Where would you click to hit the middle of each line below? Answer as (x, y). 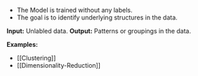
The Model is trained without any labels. (74, 10)
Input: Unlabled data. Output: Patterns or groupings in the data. (99, 31)
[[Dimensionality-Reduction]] (59, 65)
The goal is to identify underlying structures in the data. (97, 17)
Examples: (22, 44)
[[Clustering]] (36, 58)
